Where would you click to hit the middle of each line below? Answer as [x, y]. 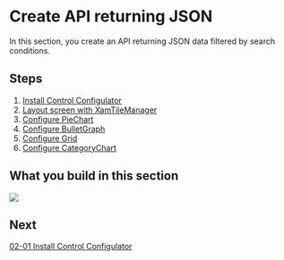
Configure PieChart [58, 119]
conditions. [30, 50]
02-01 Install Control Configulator [71, 247]
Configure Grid [50, 138]
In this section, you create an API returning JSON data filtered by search [142, 41]
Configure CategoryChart [69, 147]
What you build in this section [94, 176]
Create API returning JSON [111, 17]
